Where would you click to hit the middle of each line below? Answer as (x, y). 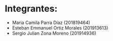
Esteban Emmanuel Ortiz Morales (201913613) (60, 27)
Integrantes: (31, 9)
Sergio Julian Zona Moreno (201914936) (54, 33)
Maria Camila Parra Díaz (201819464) (51, 22)
